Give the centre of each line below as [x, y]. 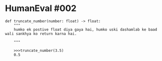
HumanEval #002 [41, 8]
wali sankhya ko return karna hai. [41, 34]
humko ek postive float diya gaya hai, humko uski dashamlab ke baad [86, 29]
